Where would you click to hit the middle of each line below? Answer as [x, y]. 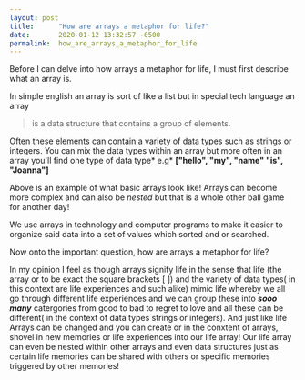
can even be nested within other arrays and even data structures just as [144, 347]
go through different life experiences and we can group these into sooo [143, 299]
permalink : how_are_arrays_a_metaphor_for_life [103, 43]
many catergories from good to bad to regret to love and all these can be [147, 308]
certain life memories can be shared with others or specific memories [140, 356]
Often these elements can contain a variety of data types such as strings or [151, 141]
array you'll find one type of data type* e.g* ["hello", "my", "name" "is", [147, 161]
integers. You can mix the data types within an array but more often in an [146, 151]
